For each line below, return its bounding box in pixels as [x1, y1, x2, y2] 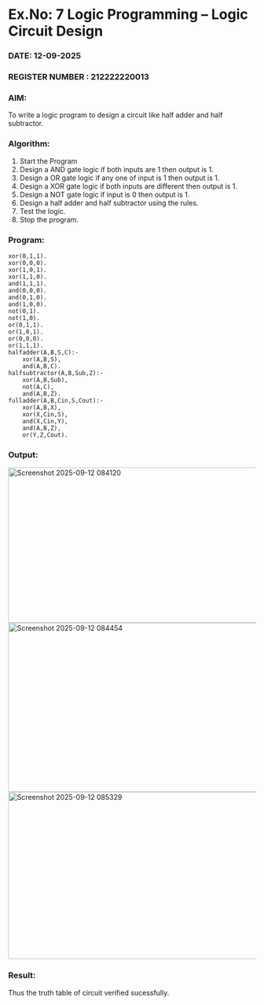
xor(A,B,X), [22, 403, 61, 411]
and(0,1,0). [8, 293, 47, 301]
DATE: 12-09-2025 [8, 50, 81, 61]
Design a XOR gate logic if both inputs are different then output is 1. [19, 181, 238, 190]
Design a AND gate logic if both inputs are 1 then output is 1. [19, 164, 214, 174]
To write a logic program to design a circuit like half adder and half [8, 110, 223, 120]
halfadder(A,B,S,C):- [8, 348, 79, 356]
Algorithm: [8, 138, 50, 149]
